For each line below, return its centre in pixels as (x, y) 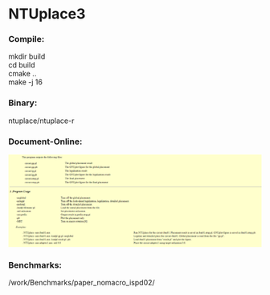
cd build (22, 65)
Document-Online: (45, 141)
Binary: (23, 103)
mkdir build (27, 56)
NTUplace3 (47, 14)
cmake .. (22, 74)
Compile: (27, 39)
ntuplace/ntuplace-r (41, 121)
